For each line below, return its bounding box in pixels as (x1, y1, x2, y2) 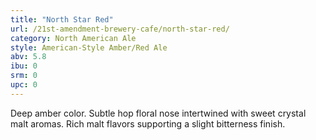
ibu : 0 (10, 61, 38, 71)
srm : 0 (10, 71, 38, 81)
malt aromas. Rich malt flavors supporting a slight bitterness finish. (10, 117, 286, 130)
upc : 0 (10, 80, 38, 90)
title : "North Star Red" (10, 14, 114, 25)
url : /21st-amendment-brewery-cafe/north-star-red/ (10, 24, 230, 34)
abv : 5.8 (10, 52, 47, 62)
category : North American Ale (10, 33, 137, 43)
